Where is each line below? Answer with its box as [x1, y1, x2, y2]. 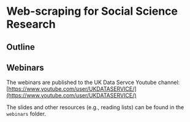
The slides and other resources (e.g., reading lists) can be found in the [6, 104, 184, 111]
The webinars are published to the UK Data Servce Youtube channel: [6, 78, 180, 86]
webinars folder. [6, 110, 46, 118]
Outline [6, 42, 35, 52]
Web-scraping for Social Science [6, 4, 178, 18]
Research [6, 17, 56, 31]
